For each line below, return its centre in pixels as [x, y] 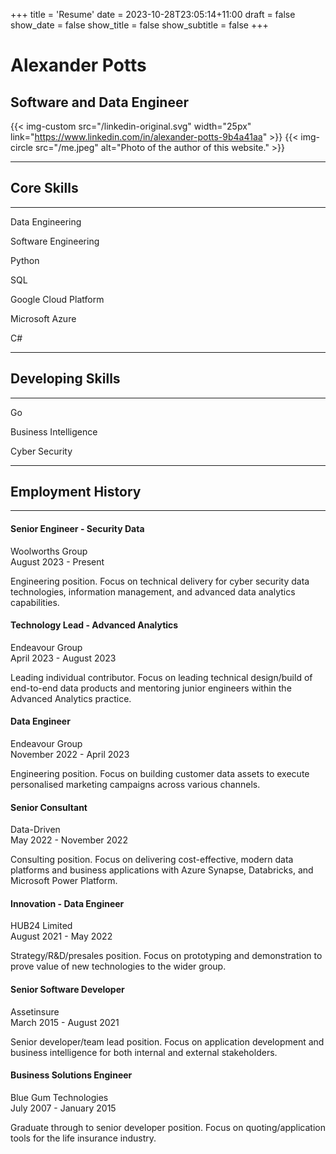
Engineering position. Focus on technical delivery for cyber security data [160, 581]
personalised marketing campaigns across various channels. [135, 785]
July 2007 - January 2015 [63, 1108]
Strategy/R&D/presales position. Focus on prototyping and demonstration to [166, 956]
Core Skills [44, 188]
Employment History [76, 492]
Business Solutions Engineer [71, 1075]
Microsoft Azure [43, 318]
